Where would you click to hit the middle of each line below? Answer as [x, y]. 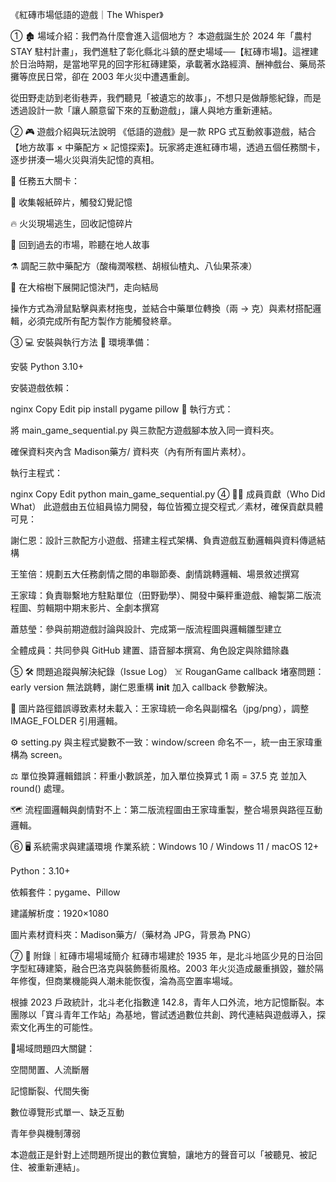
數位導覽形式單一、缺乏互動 [67, 1112]
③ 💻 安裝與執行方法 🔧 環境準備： [81, 342]
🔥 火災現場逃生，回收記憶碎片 [72, 223]
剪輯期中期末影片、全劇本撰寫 [98, 607]
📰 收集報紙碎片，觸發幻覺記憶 [71, 202]
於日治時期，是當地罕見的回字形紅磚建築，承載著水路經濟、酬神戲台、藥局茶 [168, 64]
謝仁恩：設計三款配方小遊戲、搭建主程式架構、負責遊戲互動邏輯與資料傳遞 [163, 540]
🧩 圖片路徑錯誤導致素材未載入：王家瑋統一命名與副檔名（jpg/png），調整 [160, 708]
